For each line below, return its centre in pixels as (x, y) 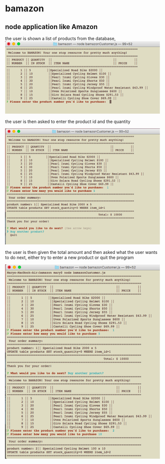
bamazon (25, 9)
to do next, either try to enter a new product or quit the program (69, 258)
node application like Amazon (51, 27)
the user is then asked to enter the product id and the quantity (68, 122)
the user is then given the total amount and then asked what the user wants (81, 252)
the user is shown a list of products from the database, (60, 38)
